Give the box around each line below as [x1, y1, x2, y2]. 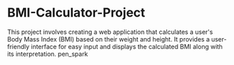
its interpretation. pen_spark [7, 50, 89, 58]
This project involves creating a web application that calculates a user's [7, 28, 213, 36]
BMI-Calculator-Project [7, 5, 145, 21]
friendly [7, 42, 30, 50]
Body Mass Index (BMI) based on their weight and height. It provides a [7, 35, 210, 43]
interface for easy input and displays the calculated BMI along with [31, 42, 224, 50]
